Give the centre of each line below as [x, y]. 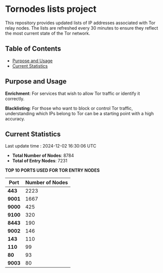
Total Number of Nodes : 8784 [43, 156]
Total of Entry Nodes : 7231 [40, 161]
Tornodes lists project [51, 9]
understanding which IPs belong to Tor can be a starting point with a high [80, 113]
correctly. [15, 98]
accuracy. [15, 118]
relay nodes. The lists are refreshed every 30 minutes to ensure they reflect [82, 28]
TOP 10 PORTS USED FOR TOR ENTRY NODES [52, 170]
